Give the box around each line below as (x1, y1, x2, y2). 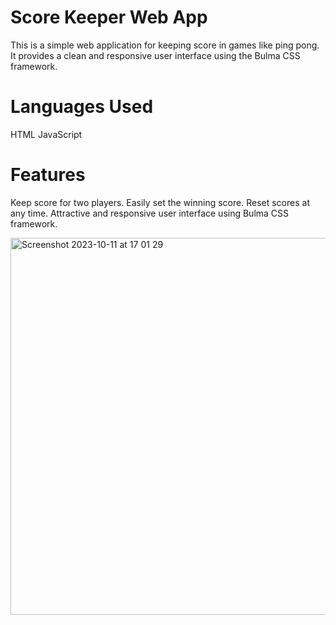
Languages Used (10, 96, 154, 118)
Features (10, 164, 86, 186)
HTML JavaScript (10, 128, 83, 140)
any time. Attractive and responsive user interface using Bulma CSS (10, 207, 290, 219)
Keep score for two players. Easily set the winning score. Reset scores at (10, 196, 310, 208)
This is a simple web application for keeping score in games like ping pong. (10, 39, 320, 51)
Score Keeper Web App (10, 6, 208, 29)
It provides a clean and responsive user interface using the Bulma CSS (10, 49, 301, 61)
